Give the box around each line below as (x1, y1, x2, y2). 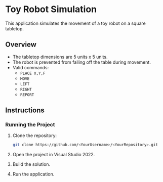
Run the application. (12, 171, 55, 177)
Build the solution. (12, 161, 51, 167)
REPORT (20, 92, 34, 97)
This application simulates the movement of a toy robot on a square (5, 20, 146, 26)
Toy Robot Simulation (5, 4, 97, 15)
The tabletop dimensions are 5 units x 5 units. (12, 54, 108, 60)
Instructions (5, 106, 45, 115)
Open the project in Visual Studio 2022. (12, 152, 95, 158)
